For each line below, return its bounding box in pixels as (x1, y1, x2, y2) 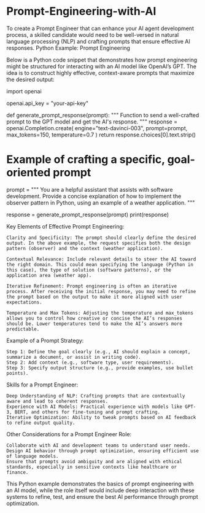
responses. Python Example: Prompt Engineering (6, 44, 131, 52)
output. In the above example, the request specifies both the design (6, 240, 191, 246)
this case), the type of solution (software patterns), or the (6, 267, 172, 273)
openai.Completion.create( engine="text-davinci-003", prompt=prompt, (6, 124, 188, 131)
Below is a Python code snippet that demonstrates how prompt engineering (6, 56, 198, 63)
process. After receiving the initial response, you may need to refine (6, 288, 196, 294)
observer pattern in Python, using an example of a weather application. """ (6, 198, 195, 206)
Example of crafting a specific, (6, 152, 165, 166)
